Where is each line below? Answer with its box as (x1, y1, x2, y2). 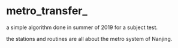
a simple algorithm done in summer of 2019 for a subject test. (6, 24, 158, 31)
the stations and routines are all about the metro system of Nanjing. (6, 35, 173, 42)
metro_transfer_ (6, 4, 88, 18)
